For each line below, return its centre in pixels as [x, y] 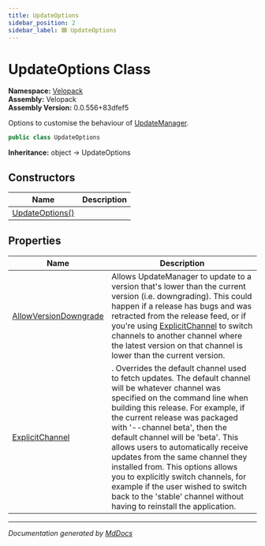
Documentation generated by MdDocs [70, 533]
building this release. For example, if [178, 407]
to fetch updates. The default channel [181, 378]
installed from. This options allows [175, 466]
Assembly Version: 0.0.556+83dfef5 [69, 108]
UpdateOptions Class [80, 69]
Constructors [42, 177]
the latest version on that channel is [177, 346]
